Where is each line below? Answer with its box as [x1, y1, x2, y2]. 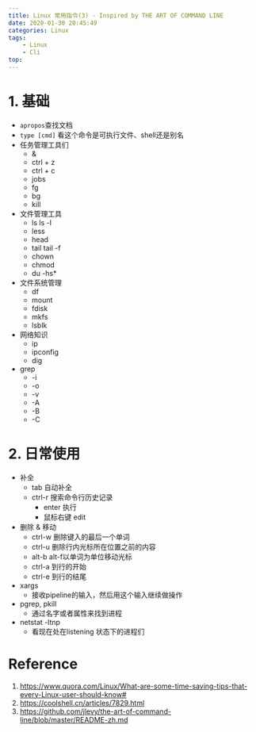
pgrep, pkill [19, 599, 57, 608]
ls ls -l [31, 217, 52, 227]
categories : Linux [8, 26, 69, 34]
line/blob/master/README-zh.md [19, 715, 128, 724]
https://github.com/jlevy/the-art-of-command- [19, 707, 172, 716]
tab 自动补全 [31, 482, 73, 492]
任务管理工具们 [19, 140, 69, 149]
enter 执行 [43, 502, 77, 512]
